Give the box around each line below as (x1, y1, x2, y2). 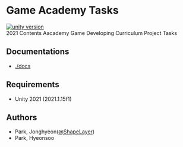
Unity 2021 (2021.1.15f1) (14, 95, 72, 103)
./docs (14, 62, 31, 69)
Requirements (6, 79, 59, 90)
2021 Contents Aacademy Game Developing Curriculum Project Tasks (6, 29, 177, 36)
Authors (6, 112, 37, 122)
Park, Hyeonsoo (14, 135, 55, 142)
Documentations (6, 47, 70, 57)
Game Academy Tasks (6, 4, 119, 17)
